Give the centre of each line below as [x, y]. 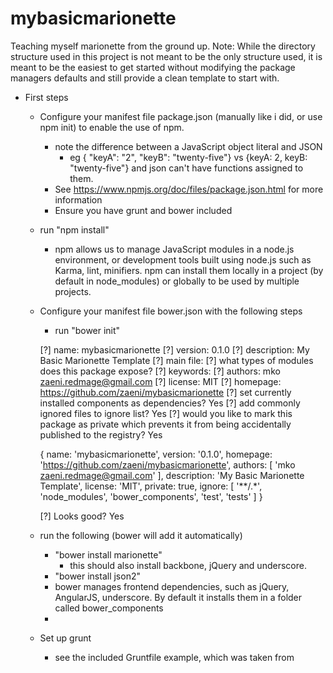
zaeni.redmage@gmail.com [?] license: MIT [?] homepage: [160, 381]
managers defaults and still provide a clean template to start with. [145, 78]
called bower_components [109, 608]
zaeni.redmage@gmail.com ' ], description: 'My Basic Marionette [172, 475]
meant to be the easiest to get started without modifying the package [153, 67]
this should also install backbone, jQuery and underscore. [188, 565]
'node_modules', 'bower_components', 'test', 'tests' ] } [151, 496]
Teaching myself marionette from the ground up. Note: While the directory [163, 46]
